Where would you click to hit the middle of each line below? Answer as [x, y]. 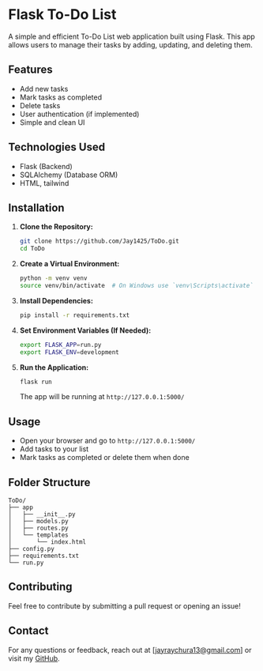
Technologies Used [56, 147]
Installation [36, 207]
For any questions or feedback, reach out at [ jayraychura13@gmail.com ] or [130, 650]
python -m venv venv [53, 278]
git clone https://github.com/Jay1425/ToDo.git [99, 241]
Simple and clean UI [52, 122]
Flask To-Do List [62, 15]
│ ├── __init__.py [42, 515]
